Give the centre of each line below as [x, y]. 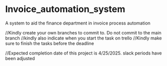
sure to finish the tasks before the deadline [50, 43]
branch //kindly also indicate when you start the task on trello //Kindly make [83, 38]
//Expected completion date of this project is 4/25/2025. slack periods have [83, 53]
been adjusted [20, 58]
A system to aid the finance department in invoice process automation [78, 23]
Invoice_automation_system [65, 9]
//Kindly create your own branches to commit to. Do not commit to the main [83, 32]
